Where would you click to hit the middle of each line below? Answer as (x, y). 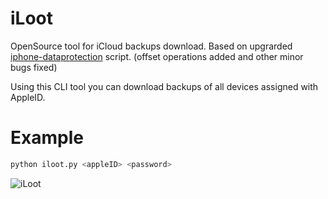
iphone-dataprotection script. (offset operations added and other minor (157, 56)
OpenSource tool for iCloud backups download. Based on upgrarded (151, 46)
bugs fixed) (34, 67)
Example (47, 138)
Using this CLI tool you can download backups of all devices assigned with (164, 86)
